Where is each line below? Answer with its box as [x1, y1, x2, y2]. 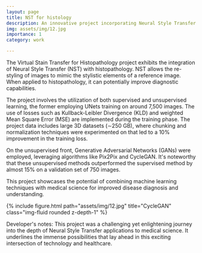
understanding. [6, 191, 44, 197]
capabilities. [6, 85, 36, 91]
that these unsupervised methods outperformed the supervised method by [6, 160, 193, 166]
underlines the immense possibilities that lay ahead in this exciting [6, 234, 171, 240]
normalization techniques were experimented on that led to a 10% [6, 128, 171, 136]
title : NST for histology [6, 15, 71, 21]
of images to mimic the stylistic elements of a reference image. [24, 72, 181, 79]
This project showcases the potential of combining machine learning [6, 178, 177, 185]
